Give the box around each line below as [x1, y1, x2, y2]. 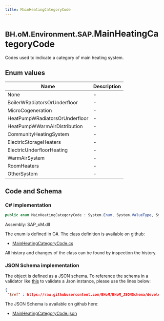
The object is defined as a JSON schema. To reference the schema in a [5, 273, 148, 279]
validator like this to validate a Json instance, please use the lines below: [5, 278, 151, 284]
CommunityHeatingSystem [7, 131, 69, 138]
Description [93, 83, 121, 90]
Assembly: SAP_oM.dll [5, 221, 50, 227]
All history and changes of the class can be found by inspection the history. [5, 249, 157, 256]
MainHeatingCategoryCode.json [12, 310, 77, 316]
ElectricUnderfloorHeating [7, 147, 68, 153]
